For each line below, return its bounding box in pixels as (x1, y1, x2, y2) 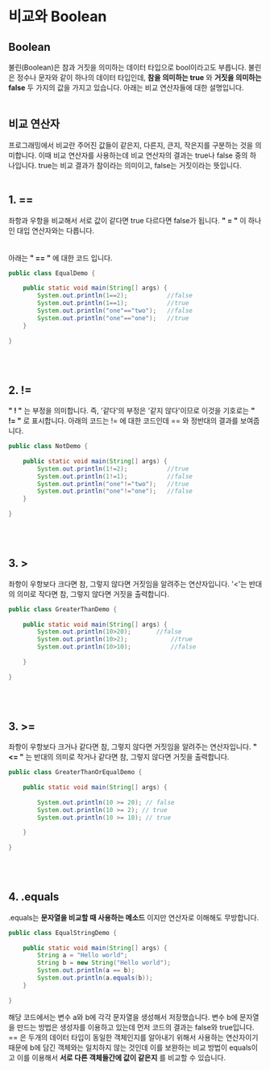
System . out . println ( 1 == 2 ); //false (37, 292, 193, 300)
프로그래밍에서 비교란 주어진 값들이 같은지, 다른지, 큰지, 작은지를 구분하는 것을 (8, 140, 254, 150)
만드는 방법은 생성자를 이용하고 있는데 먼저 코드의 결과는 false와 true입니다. (16, 1022, 255, 1032)
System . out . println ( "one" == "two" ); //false (37, 307, 193, 315)
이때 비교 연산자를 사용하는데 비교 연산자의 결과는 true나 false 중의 (38, 150, 248, 160)
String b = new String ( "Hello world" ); (37, 959, 172, 967)
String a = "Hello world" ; (37, 951, 128, 959)
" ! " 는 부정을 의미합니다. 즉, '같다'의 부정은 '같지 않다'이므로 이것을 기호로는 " (8, 406, 255, 416)
